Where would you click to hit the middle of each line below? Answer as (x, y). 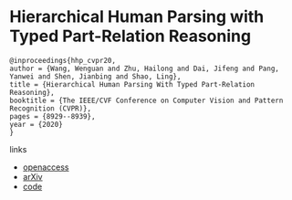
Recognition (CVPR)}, (51, 108)
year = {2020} (36, 124)
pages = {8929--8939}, (52, 116)
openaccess (46, 167)
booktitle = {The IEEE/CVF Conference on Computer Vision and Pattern (146, 100)
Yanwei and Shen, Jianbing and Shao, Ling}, (95, 76)
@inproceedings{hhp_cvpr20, (63, 60)
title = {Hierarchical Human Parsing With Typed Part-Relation (132, 84)
